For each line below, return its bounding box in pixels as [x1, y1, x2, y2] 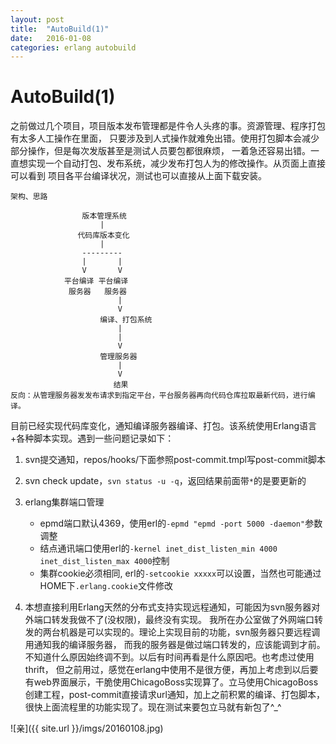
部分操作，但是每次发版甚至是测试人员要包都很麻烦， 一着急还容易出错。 [10, 145, 311, 157]
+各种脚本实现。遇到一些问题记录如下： [10, 432, 175, 445]
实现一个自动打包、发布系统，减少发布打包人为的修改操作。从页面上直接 [27, 157, 326, 170]
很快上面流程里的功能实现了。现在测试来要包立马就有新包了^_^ [24, 701, 282, 713]
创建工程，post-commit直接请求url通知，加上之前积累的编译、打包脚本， [24, 689, 325, 701]
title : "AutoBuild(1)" [10, 24, 110, 34]
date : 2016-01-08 [10, 33, 92, 43]
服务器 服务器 [68, 287, 127, 297]
